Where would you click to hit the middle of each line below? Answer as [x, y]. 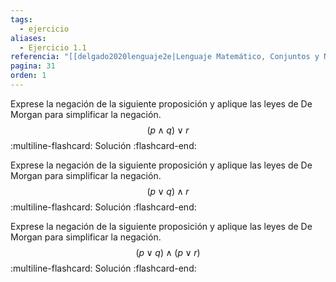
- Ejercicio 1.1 [53, 47]
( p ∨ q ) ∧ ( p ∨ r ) [168, 252]
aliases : [28, 38]
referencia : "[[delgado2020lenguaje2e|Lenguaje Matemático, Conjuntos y [165, 57]
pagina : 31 [33, 66]
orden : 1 [28, 76]
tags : [21, 19]
